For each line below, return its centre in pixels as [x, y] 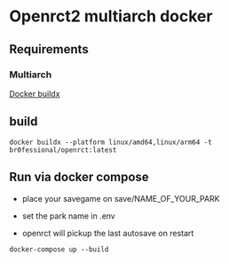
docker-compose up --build [59, 249]
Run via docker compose [79, 177]
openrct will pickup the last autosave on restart [108, 233]
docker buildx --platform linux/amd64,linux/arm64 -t [111, 142]
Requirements [49, 49]
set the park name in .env [68, 216]
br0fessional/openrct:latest [63, 150]
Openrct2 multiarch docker [111, 16]
